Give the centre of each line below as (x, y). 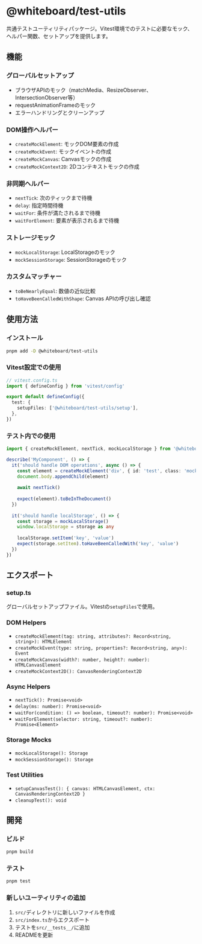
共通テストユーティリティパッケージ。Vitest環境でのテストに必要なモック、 (99, 28)
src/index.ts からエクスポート (52, 920)
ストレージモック (31, 238)
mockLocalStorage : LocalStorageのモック (65, 252)
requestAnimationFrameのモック (55, 105)
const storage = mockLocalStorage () (63, 521)
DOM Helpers (26, 622)
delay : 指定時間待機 (39, 206)
